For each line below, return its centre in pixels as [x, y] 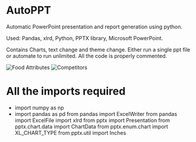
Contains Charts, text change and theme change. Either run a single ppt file [98, 49]
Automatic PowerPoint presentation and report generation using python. [94, 27]
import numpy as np [39, 108]
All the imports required [66, 91]
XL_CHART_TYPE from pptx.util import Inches [70, 133]
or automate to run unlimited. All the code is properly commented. [87, 56]
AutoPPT [29, 10]
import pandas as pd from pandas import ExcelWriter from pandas [96, 114]
